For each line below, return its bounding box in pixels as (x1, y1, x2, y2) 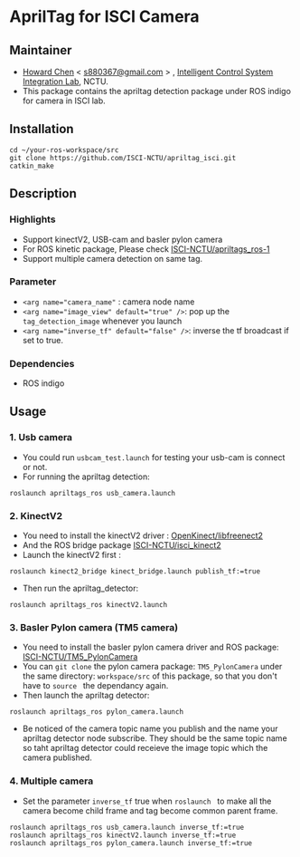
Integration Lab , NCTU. (22, 76, 108, 87)
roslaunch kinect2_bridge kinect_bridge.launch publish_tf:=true (9, 567, 260, 576)
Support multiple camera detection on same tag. (22, 253, 203, 264)
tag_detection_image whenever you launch (22, 315, 183, 326)
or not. (22, 461, 48, 472)
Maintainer (9, 43, 72, 58)
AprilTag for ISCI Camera (9, 6, 201, 27)
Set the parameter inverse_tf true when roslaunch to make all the (22, 795, 272, 806)
